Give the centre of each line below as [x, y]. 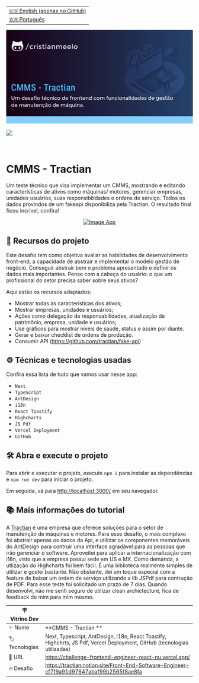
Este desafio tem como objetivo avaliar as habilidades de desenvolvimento [97, 255]
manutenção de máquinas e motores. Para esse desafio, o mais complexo [96, 534]
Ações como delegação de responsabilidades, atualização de [90, 316]
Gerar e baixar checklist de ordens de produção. [74, 335]
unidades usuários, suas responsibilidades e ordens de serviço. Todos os [96, 198]
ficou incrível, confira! [33, 211]
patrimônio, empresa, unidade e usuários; [65, 322]
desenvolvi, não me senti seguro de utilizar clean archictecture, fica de [93, 590]
